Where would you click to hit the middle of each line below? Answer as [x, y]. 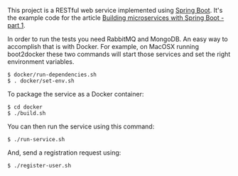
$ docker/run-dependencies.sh [52, 75]
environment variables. [41, 62]
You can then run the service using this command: [81, 126]
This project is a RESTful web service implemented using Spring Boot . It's [115, 10]
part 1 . [17, 25]
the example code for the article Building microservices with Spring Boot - [116, 18]
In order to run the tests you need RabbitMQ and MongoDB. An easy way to [118, 39]
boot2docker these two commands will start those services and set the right [119, 54]
